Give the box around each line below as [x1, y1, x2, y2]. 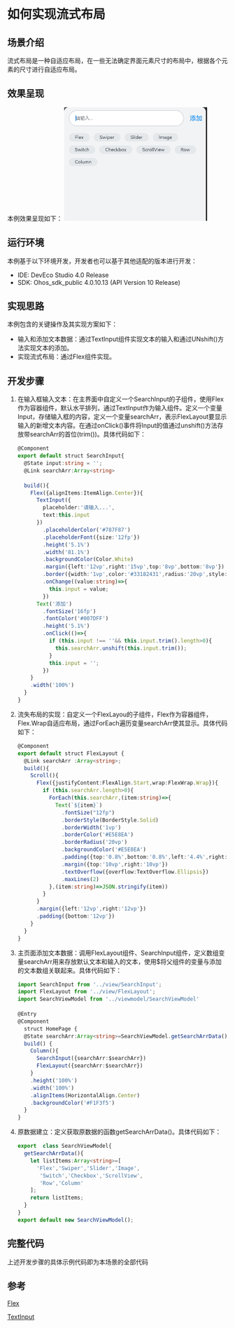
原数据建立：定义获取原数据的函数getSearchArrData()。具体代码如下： [17, 1127, 222, 1136]
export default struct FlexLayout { [17, 750, 124, 757]
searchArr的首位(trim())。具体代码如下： [29, 430, 147, 438]
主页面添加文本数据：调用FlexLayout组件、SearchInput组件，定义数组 [17, 948, 219, 957]
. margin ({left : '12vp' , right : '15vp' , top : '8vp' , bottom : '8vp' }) [43, 563, 225, 570]
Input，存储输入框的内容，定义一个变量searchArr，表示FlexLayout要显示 [17, 413, 227, 421]
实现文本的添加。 [23, 344, 73, 352]
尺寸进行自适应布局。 [19, 65, 81, 74]
